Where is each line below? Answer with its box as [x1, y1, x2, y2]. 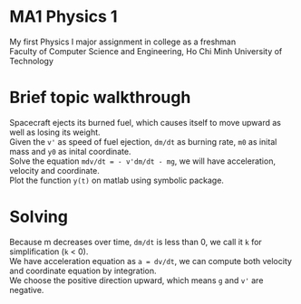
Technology [9, 55, 54, 66]
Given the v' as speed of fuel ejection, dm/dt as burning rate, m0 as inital [9, 136, 277, 147]
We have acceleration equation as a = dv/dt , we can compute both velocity [9, 255, 293, 266]
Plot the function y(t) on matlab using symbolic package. [9, 175, 225, 185]
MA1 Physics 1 [9, 6, 118, 27]
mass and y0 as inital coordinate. [9, 146, 131, 157]
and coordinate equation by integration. [9, 265, 157, 276]
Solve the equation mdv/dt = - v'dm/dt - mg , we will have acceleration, [9, 156, 277, 166]
